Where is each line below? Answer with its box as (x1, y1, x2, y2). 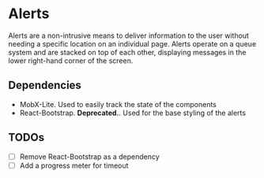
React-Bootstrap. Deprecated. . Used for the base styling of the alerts (19, 108, 247, 117)
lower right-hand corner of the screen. (8, 56, 134, 65)
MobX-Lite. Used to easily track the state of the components (19, 99, 217, 109)
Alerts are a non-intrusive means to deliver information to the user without (8, 31, 249, 40)
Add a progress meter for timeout (19, 161, 129, 170)
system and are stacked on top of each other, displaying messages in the (8, 47, 247, 57)
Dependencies (8, 79, 81, 92)
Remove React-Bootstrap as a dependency (19, 151, 160, 161)
